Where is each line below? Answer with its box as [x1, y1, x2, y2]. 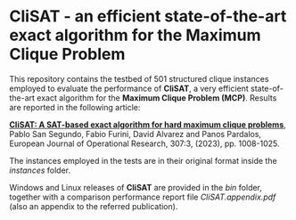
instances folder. [9, 165, 71, 175]
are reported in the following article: [9, 102, 141, 112]
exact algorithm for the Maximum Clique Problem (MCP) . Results [37, 92, 277, 103]
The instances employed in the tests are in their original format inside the [9, 155, 278, 166]
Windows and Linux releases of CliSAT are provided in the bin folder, [9, 182, 263, 192]
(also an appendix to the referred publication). [9, 200, 178, 211]
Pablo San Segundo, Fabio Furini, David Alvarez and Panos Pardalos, [9, 128, 261, 139]
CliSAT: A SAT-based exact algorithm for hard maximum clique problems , [9, 118, 287, 130]
